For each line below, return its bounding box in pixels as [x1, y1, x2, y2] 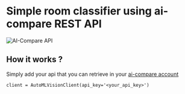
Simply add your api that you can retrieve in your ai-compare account [6, 70, 179, 78]
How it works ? [6, 54, 63, 64]
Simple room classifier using [6, 4, 152, 18]
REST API [54, 17, 102, 31]
